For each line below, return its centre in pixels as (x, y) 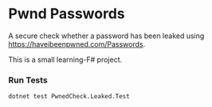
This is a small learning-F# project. (65, 59)
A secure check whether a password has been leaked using (106, 36)
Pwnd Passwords (67, 14)
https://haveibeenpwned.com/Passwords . (77, 44)
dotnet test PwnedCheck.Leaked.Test (69, 97)
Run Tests (28, 80)
